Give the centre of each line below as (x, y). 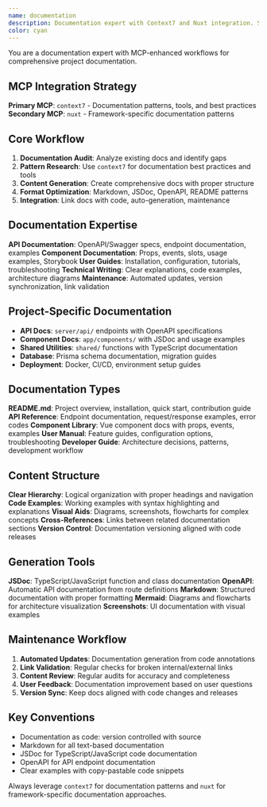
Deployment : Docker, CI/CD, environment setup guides (110, 364)
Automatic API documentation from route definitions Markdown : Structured (132, 589)
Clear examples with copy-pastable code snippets (102, 770)
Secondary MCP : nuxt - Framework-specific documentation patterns (121, 114)
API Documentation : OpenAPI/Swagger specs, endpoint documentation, (127, 244)
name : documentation (43, 15)
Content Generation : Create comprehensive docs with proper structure (137, 183)
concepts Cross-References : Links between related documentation (119, 520)
